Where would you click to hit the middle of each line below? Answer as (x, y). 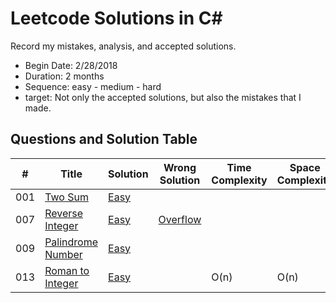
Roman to (67, 270)
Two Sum (66, 197)
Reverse (64, 213)
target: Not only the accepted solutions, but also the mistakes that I (163, 97)
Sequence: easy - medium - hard (93, 86)
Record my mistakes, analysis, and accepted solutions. (123, 46)
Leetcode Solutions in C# (116, 18)
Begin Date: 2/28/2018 (71, 65)
